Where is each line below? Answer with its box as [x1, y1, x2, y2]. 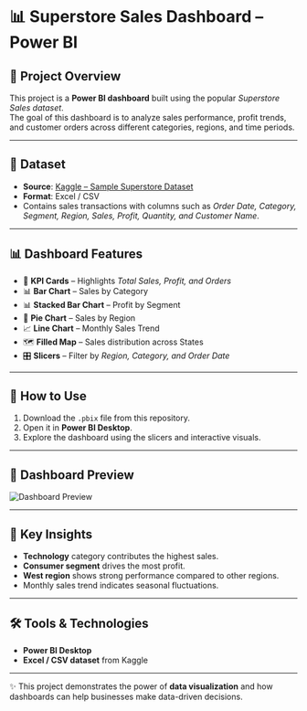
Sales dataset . [9, 102, 64, 113]
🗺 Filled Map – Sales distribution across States [22, 336, 204, 347]
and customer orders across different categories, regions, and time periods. [9, 122, 295, 133]
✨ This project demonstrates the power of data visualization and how [9, 681, 273, 692]
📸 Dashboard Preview [9, 467, 134, 483]
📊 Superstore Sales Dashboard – [9, 6, 264, 27]
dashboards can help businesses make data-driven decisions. [9, 691, 244, 702]
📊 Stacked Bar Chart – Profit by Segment [22, 299, 181, 310]
